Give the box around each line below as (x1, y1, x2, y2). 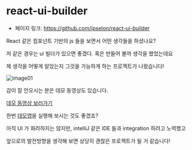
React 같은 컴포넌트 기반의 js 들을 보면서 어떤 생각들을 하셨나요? (6, 37, 157, 44)
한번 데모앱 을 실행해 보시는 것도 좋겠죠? (6, 112, 99, 119)
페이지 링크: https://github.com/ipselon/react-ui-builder (14, 24, 150, 32)
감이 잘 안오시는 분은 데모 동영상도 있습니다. (6, 86, 109, 93)
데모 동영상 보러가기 (6, 99, 53, 107)
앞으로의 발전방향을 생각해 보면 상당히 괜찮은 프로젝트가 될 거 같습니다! (6, 137, 170, 144)
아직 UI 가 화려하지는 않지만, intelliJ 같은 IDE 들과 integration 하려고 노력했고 (6, 124, 187, 132)
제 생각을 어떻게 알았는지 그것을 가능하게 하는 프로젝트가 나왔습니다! (6, 62, 164, 70)
